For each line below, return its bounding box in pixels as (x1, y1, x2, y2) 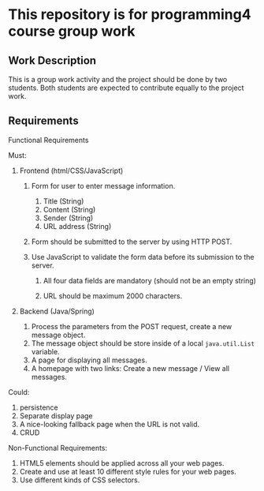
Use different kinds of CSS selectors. (19, 475, 140, 485)
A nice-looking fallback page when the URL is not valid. (19, 419, 200, 429)
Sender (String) (43, 213, 94, 223)
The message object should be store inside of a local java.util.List (31, 338, 255, 348)
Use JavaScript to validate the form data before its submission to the (31, 252, 255, 261)
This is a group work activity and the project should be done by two (8, 75, 228, 84)
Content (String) (43, 204, 96, 214)
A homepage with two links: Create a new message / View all (31, 363, 230, 373)
